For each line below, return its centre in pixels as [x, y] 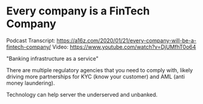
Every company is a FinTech [78, 11]
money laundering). [31, 83]
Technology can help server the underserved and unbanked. [82, 94]
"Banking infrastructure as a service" [52, 58]
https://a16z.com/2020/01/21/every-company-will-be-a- [127, 40]
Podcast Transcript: [31, 40]
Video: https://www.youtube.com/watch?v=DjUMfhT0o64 [124, 47]
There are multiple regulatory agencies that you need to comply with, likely [100, 70]
